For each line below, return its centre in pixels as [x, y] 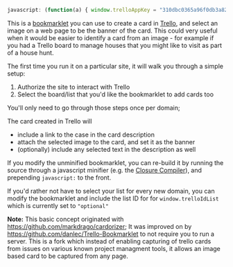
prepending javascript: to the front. [59, 178]
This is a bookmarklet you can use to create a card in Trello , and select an [113, 23]
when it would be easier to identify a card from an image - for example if [111, 37]
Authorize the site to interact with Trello [74, 87]
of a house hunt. [31, 53]
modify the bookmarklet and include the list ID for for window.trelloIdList [113, 198]
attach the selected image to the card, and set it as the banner [106, 141]
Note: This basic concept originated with [66, 219]
